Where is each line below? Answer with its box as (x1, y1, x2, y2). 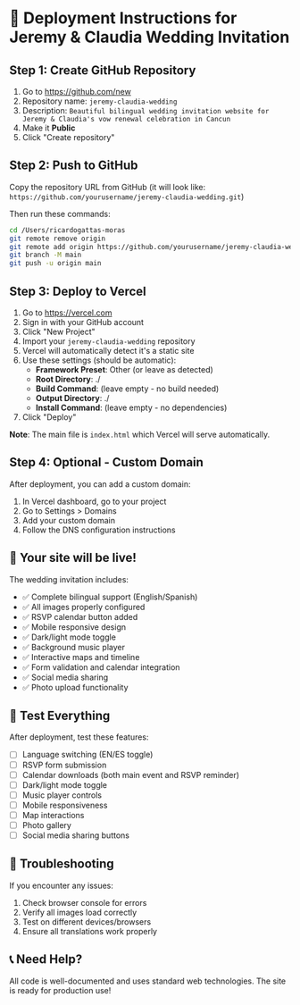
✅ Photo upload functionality (21, 682, 129, 692)
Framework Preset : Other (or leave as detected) (35, 364, 214, 374)
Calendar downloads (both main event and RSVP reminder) (21, 769, 239, 780)
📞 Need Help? (9, 951, 83, 967)
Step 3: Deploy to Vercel (9, 283, 147, 298)
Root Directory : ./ (35, 374, 101, 384)
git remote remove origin (9, 234, 105, 243)
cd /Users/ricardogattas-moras (9, 225, 126, 235)
